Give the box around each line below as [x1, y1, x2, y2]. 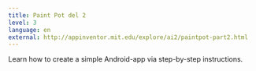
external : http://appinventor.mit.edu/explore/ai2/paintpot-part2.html [8, 33, 248, 41]
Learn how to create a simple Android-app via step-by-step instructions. [8, 55, 243, 64]
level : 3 [8, 19, 37, 27]
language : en [8, 26, 51, 34]
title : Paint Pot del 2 [8, 11, 87, 20]
